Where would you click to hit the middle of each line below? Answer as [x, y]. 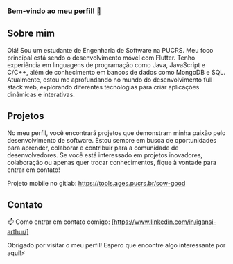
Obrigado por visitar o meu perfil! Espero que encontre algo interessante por [116, 245]
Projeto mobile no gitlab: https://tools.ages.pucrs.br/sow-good [96, 183]
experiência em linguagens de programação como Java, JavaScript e [106, 64]
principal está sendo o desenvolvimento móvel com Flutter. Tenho [101, 58]
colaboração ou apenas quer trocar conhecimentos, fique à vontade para [112, 162]
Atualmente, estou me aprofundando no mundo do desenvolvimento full [110, 80]
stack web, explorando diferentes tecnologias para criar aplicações [103, 87]
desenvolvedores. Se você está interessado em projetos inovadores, [105, 155]
